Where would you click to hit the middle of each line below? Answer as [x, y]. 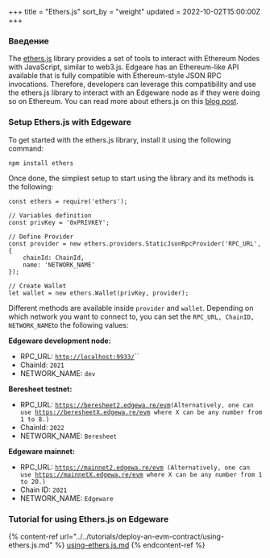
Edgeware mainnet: [42, 451]
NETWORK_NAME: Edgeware [67, 498]
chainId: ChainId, [54, 258]
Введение [29, 41]
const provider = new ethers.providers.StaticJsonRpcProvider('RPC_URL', [135, 244]
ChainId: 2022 [42, 427]
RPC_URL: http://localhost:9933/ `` [79, 356]
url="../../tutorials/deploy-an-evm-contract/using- [142, 536]
